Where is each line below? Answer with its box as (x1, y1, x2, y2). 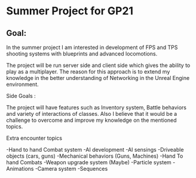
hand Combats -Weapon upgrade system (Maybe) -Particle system (6, 159, 171, 165)
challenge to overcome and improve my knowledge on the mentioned (6, 116, 177, 124)
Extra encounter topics (6, 134, 63, 142)
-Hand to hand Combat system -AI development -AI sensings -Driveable (6, 146, 184, 153)
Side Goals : (6, 93, 36, 99)
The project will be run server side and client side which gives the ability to (6, 62, 191, 69)
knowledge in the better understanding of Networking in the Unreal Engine (6, 75, 190, 81)
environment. (6, 81, 39, 88)
